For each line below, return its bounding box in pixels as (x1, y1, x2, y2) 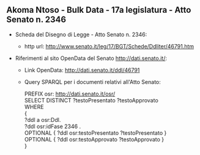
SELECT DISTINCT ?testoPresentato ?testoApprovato (24, 96, 159, 104)
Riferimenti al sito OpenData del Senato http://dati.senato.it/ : (15, 55, 167, 62)
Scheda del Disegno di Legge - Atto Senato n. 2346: (15, 31, 147, 38)
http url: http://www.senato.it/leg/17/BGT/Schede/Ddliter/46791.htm (24, 42, 194, 50)
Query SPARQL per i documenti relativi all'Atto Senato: (24, 78, 161, 85)
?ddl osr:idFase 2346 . (24, 123, 81, 130)
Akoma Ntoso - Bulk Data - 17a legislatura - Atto (6, 5, 191, 15)
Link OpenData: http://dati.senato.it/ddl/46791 (24, 66, 140, 74)
